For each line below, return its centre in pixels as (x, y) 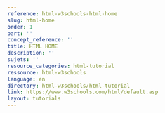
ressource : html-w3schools (47, 72)
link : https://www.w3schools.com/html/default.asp (83, 92)
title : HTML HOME (33, 46)
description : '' (31, 53)
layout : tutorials (34, 99)
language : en (26, 79)
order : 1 (20, 27)
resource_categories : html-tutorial (61, 66)
